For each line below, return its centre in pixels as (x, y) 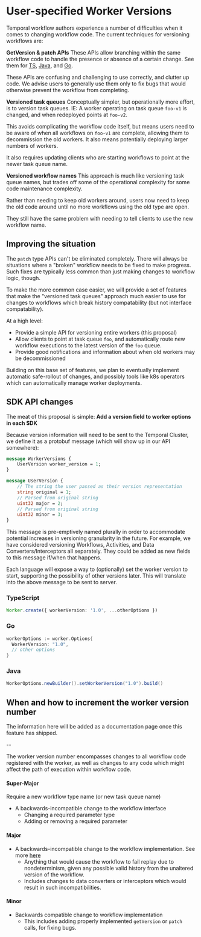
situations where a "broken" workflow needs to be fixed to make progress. (99, 265)
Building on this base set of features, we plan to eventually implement (93, 370)
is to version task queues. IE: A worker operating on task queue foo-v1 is (97, 108)
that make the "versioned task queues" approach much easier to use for (96, 296)
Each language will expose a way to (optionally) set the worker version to (97, 569)
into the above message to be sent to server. (62, 582)
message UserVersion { (35, 481)
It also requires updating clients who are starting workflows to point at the (98, 157)
